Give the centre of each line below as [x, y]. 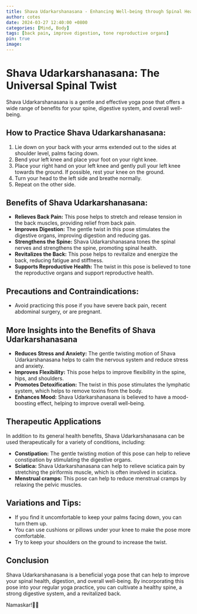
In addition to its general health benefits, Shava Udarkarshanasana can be [95, 436]
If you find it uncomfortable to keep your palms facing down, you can [98, 517]
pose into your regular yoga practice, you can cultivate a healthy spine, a [94, 587]
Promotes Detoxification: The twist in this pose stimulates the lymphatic [102, 385]
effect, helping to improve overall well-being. [91, 403]
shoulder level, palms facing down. [57, 153]
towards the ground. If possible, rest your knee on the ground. [90, 172]
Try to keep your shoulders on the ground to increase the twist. [91, 542]
